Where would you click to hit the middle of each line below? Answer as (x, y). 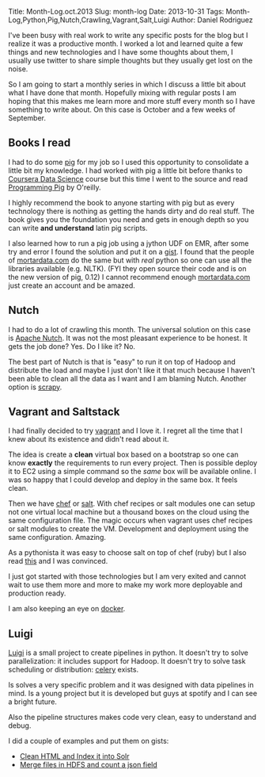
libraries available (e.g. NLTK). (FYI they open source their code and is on (127, 268)
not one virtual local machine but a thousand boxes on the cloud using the (129, 512)
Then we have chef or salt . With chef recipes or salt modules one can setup (132, 503)
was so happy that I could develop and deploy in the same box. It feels (123, 480)
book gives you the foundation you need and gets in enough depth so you (129, 219)
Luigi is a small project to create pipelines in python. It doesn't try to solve (129, 653)
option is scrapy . (35, 387)
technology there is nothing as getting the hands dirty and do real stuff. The (131, 211)
